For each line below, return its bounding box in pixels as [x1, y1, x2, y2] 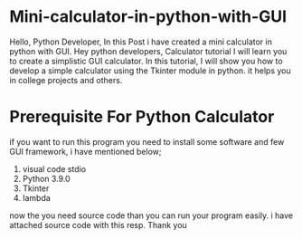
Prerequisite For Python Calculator [9, 107, 275, 128]
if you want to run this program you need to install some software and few [9, 136, 285, 147]
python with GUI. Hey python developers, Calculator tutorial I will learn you [9, 45, 288, 56]
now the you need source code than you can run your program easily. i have [9, 210, 294, 221]
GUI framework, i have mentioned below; [9, 146, 162, 157]
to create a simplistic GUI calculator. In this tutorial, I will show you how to [9, 55, 283, 66]
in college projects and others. [9, 74, 123, 85]
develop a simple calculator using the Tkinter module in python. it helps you [9, 65, 291, 76]
